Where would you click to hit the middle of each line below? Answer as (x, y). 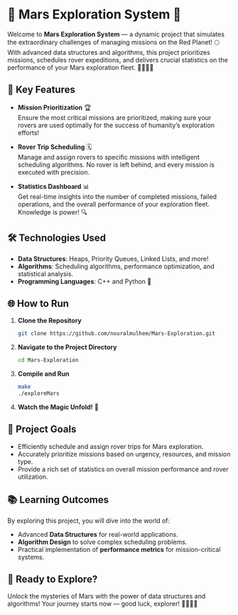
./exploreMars (38, 393)
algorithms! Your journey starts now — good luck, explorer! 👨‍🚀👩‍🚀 (103, 604)
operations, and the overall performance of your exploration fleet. (113, 204)
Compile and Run (43, 374)
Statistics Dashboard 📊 (54, 186)
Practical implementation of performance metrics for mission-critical (119, 549)
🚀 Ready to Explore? (53, 579)
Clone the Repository (49, 321)
